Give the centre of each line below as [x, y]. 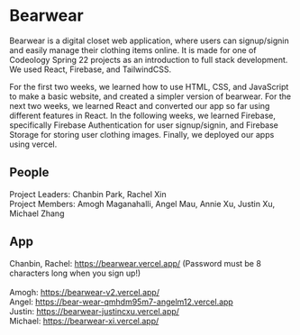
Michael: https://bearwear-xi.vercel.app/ [84, 321]
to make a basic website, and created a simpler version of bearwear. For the [150, 96]
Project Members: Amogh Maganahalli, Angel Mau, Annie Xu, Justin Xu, [142, 204]
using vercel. [33, 144]
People [29, 172]
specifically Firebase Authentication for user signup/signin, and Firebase [144, 125]
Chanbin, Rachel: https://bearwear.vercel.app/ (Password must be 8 [135, 263]
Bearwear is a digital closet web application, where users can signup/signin [150, 41]
